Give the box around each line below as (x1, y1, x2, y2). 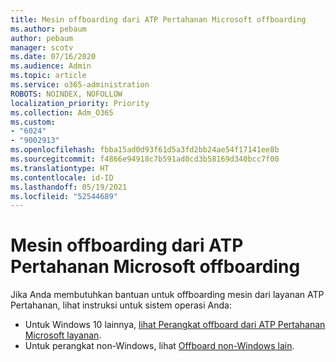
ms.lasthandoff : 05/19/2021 (10, 182, 128, 192)
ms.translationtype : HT (10, 163, 110, 173)
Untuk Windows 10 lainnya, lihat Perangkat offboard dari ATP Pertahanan (24, 319, 326, 331)
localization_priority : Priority (10, 98, 150, 108)
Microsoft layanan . (24, 329, 102, 341)
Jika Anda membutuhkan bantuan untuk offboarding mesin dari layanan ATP (10, 289, 325, 301)
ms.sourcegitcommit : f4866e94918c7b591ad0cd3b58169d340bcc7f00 (10, 154, 280, 164)
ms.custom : (10, 117, 56, 127)
